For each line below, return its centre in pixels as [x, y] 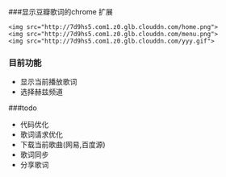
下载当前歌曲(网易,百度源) [63, 145]
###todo [23, 108]
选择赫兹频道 [41, 92]
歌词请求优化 [41, 134]
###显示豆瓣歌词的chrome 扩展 [61, 12]
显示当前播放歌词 [48, 82]
